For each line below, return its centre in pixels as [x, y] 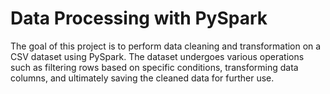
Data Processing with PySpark [139, 18]
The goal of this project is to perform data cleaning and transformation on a [166, 46]
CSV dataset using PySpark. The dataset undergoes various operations [157, 56]
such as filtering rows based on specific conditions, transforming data [154, 67]
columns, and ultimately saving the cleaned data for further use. [142, 78]
